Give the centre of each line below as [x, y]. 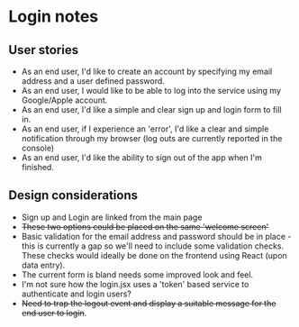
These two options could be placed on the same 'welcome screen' [145, 226]
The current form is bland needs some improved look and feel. [137, 274]
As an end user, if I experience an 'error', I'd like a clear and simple [145, 129]
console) [38, 148]
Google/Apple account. [64, 100]
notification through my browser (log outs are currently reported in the [152, 138]
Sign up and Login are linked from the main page [112, 217]
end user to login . [54, 313]
